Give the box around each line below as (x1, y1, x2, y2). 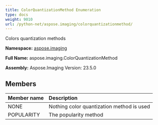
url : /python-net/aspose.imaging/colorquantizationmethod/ (5, 21, 133, 27)
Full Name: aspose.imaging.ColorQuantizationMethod (5, 55, 118, 61)
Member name (8, 95, 44, 102)
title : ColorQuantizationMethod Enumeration (5, 7, 101, 13)
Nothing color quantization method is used (48, 103, 150, 110)
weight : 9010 (5, 17, 33, 22)
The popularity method (48, 111, 104, 118)
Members (5, 79, 37, 88)
